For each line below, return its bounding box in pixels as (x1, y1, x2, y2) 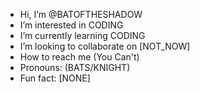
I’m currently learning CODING (19, 30, 146, 41)
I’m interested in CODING (19, 19, 124, 31)
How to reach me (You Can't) (19, 51, 140, 63)
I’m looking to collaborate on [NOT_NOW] (19, 40, 191, 52)
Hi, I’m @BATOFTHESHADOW (19, 9, 143, 20)
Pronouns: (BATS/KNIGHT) (19, 62, 131, 73)
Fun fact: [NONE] (19, 72, 91, 84)
